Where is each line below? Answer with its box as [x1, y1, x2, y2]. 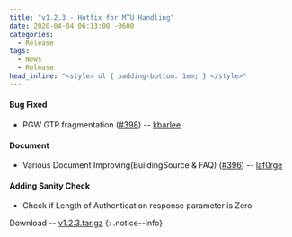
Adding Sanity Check [9, 180, 91, 191]
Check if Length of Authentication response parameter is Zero [22, 200, 252, 211]
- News [17, 55, 42, 64]
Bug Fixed [9, 100, 48, 110]
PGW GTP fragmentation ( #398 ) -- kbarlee [22, 118, 181, 130]
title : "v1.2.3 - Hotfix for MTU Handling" [9, 13, 175, 22]
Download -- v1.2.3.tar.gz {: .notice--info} [9, 217, 164, 229]
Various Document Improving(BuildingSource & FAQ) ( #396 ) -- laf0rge [22, 160, 283, 171]
